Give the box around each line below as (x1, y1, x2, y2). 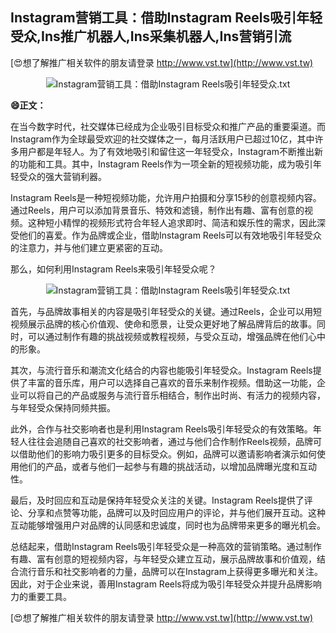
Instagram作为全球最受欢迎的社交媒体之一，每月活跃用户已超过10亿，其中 (10, 133, 315, 145)
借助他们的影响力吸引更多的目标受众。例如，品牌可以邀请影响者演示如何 (18, 448, 317, 460)
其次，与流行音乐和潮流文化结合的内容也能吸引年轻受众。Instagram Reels (10, 364, 313, 376)
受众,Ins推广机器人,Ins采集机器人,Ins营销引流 (10, 28, 292, 45)
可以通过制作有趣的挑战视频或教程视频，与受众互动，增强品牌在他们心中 (27, 330, 326, 342)
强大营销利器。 (44, 170, 107, 182)
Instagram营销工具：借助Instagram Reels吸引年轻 (10, 9, 323, 27)
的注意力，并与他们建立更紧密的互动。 (10, 241, 168, 253)
